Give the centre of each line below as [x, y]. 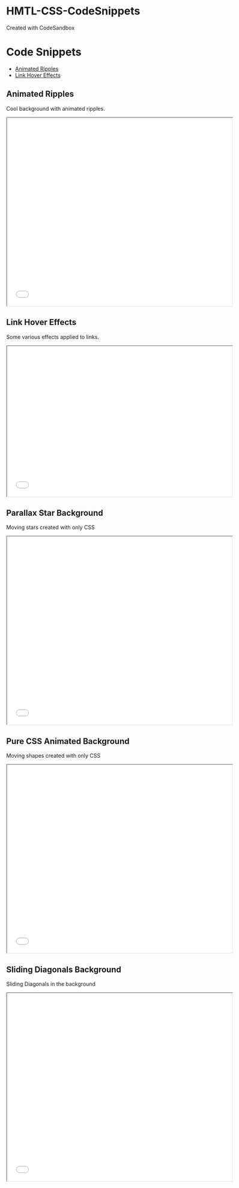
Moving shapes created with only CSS [53, 756]
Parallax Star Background [55, 513]
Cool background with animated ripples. [56, 108]
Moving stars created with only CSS [50, 527]
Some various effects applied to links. [53, 337]
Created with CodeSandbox [41, 28]
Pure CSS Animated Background [68, 741]
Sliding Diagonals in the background [51, 984]
